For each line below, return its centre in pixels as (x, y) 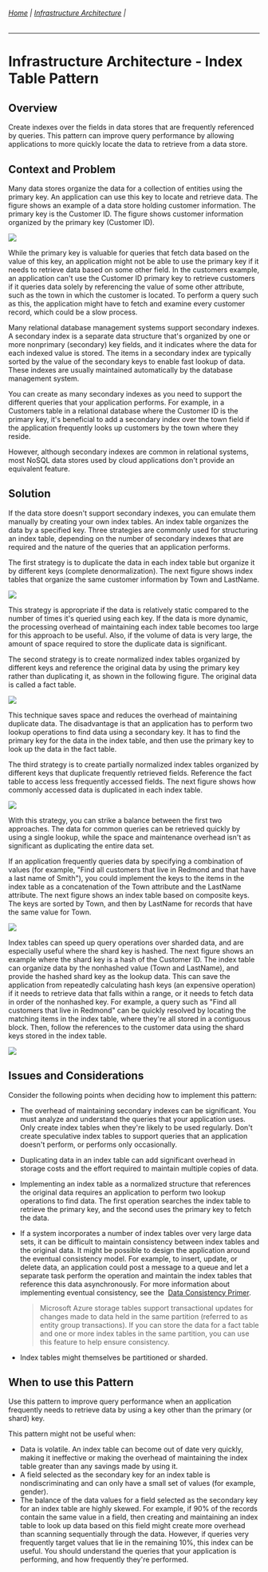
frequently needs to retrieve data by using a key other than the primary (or (130, 1410)
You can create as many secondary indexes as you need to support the (125, 394)
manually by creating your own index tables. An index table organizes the (128, 521)
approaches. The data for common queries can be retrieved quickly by (124, 828)
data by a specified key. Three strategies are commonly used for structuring (133, 530)
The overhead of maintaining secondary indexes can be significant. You (138, 1110)
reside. (20, 436)
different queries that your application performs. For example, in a (116, 403)
